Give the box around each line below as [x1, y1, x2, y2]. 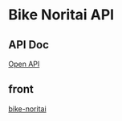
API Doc [8, 38, 50, 52]
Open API [8, 59, 40, 69]
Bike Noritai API [8, 6, 115, 24]
